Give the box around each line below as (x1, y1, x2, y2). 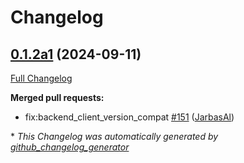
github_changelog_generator (10, 141, 130, 153)
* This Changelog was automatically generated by (10, 131, 219, 142)
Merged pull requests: (10, 92, 105, 103)
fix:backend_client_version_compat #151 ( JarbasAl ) (24, 111, 235, 123)
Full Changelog (10, 72, 73, 84)
